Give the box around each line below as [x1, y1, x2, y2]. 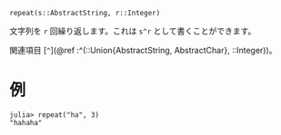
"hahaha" [9, 118, 43, 127]
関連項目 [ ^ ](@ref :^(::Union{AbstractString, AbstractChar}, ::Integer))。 [9, 45, 277, 55]
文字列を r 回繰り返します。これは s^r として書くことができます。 [9, 25, 256, 36]
